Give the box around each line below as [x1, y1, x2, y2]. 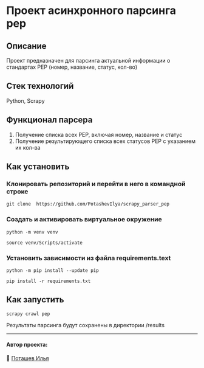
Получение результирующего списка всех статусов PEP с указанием [15, 137, 196, 145]
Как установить [6, 162, 70, 172]
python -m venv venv [6, 229, 59, 235]
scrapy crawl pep [6, 311, 50, 317]
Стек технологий [6, 81, 74, 91]
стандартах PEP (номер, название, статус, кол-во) [6, 63, 138, 71]
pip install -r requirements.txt [6, 278, 91, 284]
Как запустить [6, 294, 64, 305]
